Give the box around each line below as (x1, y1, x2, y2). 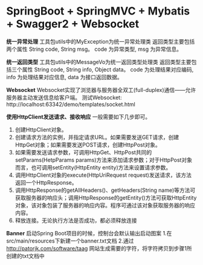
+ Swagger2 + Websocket (6, 17, 140, 31)
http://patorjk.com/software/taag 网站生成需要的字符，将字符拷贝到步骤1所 (6, 244, 192, 252)
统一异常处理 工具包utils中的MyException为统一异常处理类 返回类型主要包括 (6, 38, 195, 45)
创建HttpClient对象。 (14, 126, 68, 133)
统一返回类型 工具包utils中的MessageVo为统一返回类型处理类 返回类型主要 (6, 58, 192, 65)
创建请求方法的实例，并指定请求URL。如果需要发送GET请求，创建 (14, 133, 179, 140)
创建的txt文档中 (6, 252, 45, 260)
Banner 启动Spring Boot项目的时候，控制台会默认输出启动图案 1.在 (6, 229, 172, 237)
